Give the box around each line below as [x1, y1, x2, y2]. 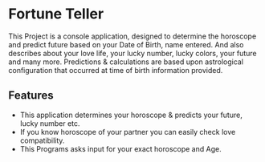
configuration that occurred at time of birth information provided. [8, 65, 223, 75]
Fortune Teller [8, 5, 104, 23]
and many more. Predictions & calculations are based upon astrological [8, 57, 243, 67]
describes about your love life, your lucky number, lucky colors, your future [8, 48, 257, 58]
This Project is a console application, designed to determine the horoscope [8, 31, 257, 41]
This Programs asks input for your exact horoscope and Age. [19, 144, 222, 153]
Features [8, 89, 54, 103]
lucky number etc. [19, 118, 80, 128]
